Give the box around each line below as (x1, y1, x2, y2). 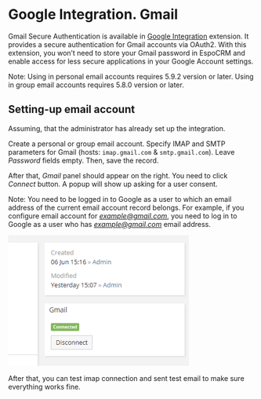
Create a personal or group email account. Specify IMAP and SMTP (8, 139, 226, 148)
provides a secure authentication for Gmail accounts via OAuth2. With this (8, 39, 247, 49)
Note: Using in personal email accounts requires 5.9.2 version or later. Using (8, 71, 254, 81)
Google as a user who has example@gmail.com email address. (8, 219, 212, 229)
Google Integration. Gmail (8, 5, 179, 24)
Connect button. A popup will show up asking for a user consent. (8, 179, 218, 189)
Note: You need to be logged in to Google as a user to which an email (8, 194, 232, 203)
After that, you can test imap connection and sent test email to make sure (8, 373, 245, 383)
